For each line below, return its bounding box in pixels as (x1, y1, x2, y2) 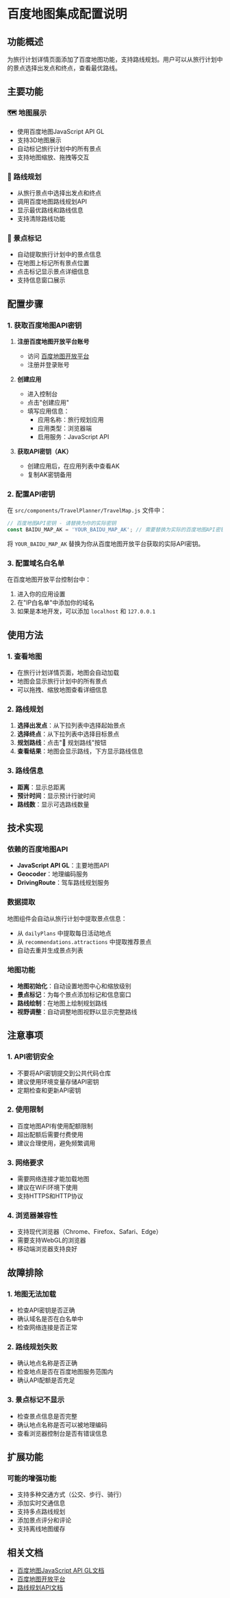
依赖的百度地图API (7, 844, 68, 854)
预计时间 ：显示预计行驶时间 (16, 791, 96, 800)
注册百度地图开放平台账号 (16, 337, 90, 346)
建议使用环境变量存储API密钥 (16, 1077, 99, 1085)
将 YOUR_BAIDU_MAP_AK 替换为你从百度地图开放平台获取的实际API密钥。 (7, 540, 204, 548)
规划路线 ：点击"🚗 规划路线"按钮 (16, 739, 107, 747)
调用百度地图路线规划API (16, 197, 88, 205)
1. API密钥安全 (7, 1052, 54, 1061)
